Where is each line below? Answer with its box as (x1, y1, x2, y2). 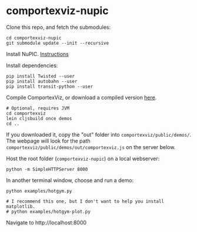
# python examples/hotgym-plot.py (6, 208, 91, 214)
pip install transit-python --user (6, 84, 94, 90)
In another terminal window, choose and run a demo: (6, 177, 134, 184)
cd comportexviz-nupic (6, 35, 62, 41)
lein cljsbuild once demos (6, 115, 72, 121)
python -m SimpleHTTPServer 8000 (6, 166, 88, 172)
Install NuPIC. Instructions (6, 50, 69, 57)
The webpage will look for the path (6, 137, 91, 144)
